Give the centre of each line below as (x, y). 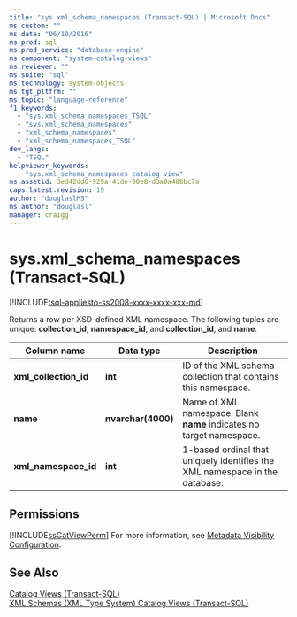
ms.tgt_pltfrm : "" (43, 91)
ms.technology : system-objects (67, 83)
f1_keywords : (33, 108)
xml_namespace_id (55, 466)
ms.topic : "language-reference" (69, 100)
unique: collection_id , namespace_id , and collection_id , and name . (133, 328)
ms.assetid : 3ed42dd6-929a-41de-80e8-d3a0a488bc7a (104, 182)
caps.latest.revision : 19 (57, 190)
